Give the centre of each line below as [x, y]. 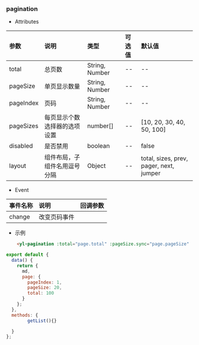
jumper [151, 173]
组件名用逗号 [62, 166]
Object [97, 166]
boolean [99, 146]
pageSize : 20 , [45, 288]
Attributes [27, 22]
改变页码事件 [57, 217]
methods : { [25, 315]
